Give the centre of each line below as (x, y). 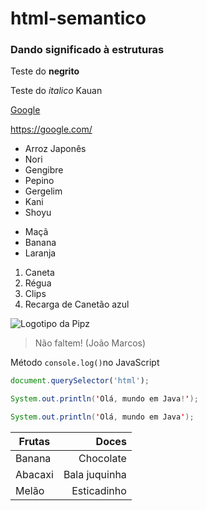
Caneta (39, 273)
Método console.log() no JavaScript (85, 363)
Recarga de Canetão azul (77, 304)
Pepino (39, 181)
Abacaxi (34, 475)
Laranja (40, 253)
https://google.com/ (51, 129)
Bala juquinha (95, 475)
